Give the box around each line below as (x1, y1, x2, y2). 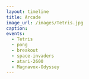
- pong (11, 42, 28, 48)
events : (6, 31, 26, 37)
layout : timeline (6, 8, 49, 15)
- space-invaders (11, 53, 55, 59)
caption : (6, 25, 28, 31)
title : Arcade (6, 14, 42, 20)
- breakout (11, 48, 39, 53)
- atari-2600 (11, 58, 44, 64)
